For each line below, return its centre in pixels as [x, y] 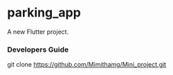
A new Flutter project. [38, 32]
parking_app [44, 13]
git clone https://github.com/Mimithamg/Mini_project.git [87, 65]
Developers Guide [38, 50]
